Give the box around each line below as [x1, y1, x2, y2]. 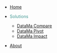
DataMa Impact [16, 34, 47, 39]
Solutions [9, 14, 28, 19]
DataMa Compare [16, 23, 52, 29]
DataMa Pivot [16, 28, 44, 34]
